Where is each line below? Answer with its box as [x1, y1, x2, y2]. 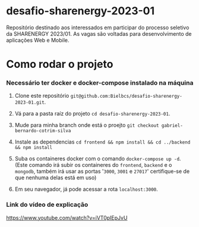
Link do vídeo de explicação [6, 201, 89, 209]
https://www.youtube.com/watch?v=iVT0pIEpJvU [6, 214, 128, 221]
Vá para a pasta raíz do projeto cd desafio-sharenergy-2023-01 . [14, 110, 170, 117]
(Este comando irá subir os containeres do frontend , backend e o [14, 161, 172, 169]
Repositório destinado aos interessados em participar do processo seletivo [6, 24, 189, 31]
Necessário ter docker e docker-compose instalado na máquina [6, 79, 194, 87]
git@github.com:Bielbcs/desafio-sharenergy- [70, 94, 182, 99]
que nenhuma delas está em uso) [14, 174, 97, 181]
